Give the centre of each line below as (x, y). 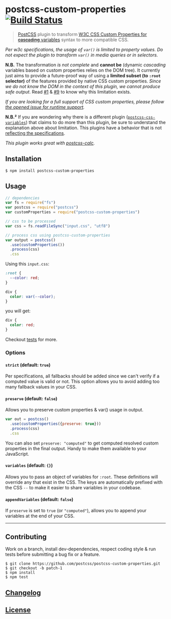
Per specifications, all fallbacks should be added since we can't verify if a (82, 376)
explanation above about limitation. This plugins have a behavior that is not (83, 128)
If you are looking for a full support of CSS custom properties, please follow (85, 101)
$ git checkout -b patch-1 (34, 568)
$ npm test (17, 577)
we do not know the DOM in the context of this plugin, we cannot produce (83, 86)
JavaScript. (17, 454)
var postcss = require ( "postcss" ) (42, 208)
